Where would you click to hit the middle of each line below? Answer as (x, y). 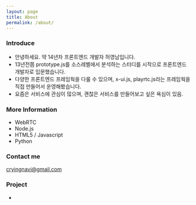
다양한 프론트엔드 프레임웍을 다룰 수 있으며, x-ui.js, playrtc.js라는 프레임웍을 (102, 79)
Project (17, 185)
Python (23, 141)
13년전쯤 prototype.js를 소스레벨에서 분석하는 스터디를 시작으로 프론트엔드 (101, 64)
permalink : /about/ (30, 22)
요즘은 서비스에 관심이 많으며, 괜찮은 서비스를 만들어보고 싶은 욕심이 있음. (99, 94)
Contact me (23, 156)
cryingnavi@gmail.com (34, 170)
